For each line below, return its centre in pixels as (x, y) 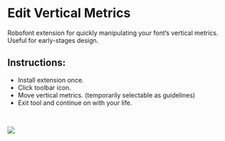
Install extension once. (51, 80)
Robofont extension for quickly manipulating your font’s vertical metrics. (113, 33)
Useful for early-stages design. (53, 40)
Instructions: (37, 63)
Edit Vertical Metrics (69, 13)
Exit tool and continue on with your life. (75, 103)
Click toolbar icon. (44, 88)
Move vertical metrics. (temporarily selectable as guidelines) (106, 95)
